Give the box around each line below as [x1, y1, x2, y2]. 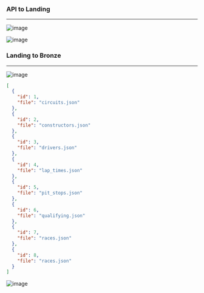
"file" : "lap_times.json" [17, 167, 83, 173]
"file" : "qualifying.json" [17, 212, 86, 219]
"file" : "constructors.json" [17, 122, 91, 128]
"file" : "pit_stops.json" [17, 190, 83, 196]
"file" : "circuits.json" [17, 100, 80, 106]
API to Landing [6, 5, 50, 13]
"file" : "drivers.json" [17, 145, 78, 151]
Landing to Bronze [6, 51, 61, 60]
